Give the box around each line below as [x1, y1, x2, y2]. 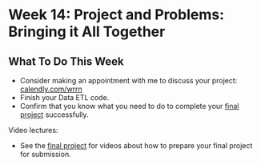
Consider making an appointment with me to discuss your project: [19, 76, 238, 85]
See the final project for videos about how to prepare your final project [19, 141, 253, 150]
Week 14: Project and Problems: [8, 6, 225, 24]
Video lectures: [8, 126, 58, 135]
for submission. [19, 150, 71, 159]
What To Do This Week [8, 54, 124, 68]
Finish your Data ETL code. [19, 93, 110, 102]
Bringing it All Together [8, 22, 166, 41]
